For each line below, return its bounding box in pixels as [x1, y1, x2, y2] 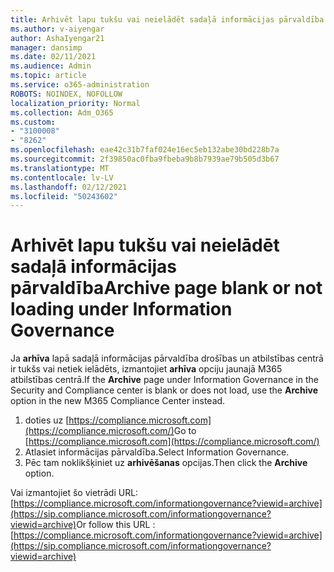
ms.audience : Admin [10, 61, 92, 71]
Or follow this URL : [76, 519, 156, 531]
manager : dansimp [10, 42, 83, 53]
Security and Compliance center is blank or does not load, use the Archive [10, 384, 319, 396]
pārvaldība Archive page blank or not [10, 277, 323, 300]
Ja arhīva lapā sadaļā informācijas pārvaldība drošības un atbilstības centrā [10, 352, 324, 365]
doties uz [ [24, 414, 70, 426]
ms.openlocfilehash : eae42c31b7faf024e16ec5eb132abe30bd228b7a [10, 145, 280, 155]
